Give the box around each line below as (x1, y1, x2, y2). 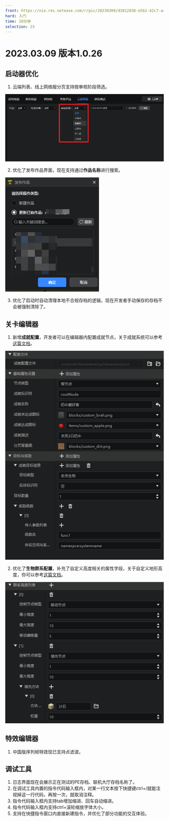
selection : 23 (5, 24, 35, 29)
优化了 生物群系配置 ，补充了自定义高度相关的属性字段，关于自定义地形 (12, 565, 158, 571)
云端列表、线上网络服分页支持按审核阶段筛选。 (12, 84, 110, 90)
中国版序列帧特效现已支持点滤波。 (12, 749, 83, 755)
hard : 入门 (5, 13, 27, 19)
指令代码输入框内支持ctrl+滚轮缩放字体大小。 (12, 804, 107, 810)
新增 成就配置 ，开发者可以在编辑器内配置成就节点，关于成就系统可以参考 (12, 334, 162, 340)
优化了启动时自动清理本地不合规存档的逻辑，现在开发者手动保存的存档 (12, 297, 158, 304)
